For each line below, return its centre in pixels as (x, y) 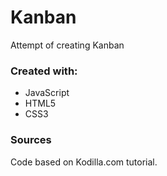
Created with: (44, 71)
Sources (31, 140)
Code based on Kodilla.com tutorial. (84, 162)
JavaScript (47, 93)
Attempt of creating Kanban (67, 45)
